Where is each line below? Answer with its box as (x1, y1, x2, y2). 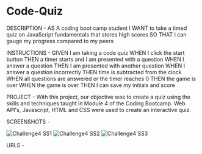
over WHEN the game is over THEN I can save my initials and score (6, 81, 175, 89)
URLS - (6, 141, 24, 149)
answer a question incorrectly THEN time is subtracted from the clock (6, 68, 182, 75)
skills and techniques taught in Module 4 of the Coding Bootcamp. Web (6, 99, 186, 107)
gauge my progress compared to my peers (6, 37, 114, 44)
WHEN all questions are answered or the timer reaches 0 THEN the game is (6, 75, 197, 82)
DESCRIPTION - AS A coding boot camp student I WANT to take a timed (6, 24, 187, 32)
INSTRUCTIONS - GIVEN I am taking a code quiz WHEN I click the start (6, 49, 185, 56)
